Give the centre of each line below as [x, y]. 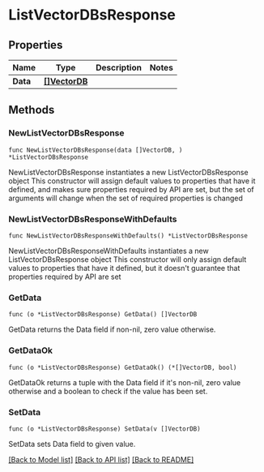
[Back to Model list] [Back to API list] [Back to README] [101, 459]
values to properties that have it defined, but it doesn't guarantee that [124, 268]
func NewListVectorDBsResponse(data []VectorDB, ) [96, 150]
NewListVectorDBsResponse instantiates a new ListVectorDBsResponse [128, 172]
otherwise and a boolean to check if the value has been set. [108, 391]
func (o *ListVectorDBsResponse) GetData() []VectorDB [103, 315]
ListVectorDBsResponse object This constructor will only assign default [128, 259]
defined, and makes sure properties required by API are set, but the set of [132, 189]
